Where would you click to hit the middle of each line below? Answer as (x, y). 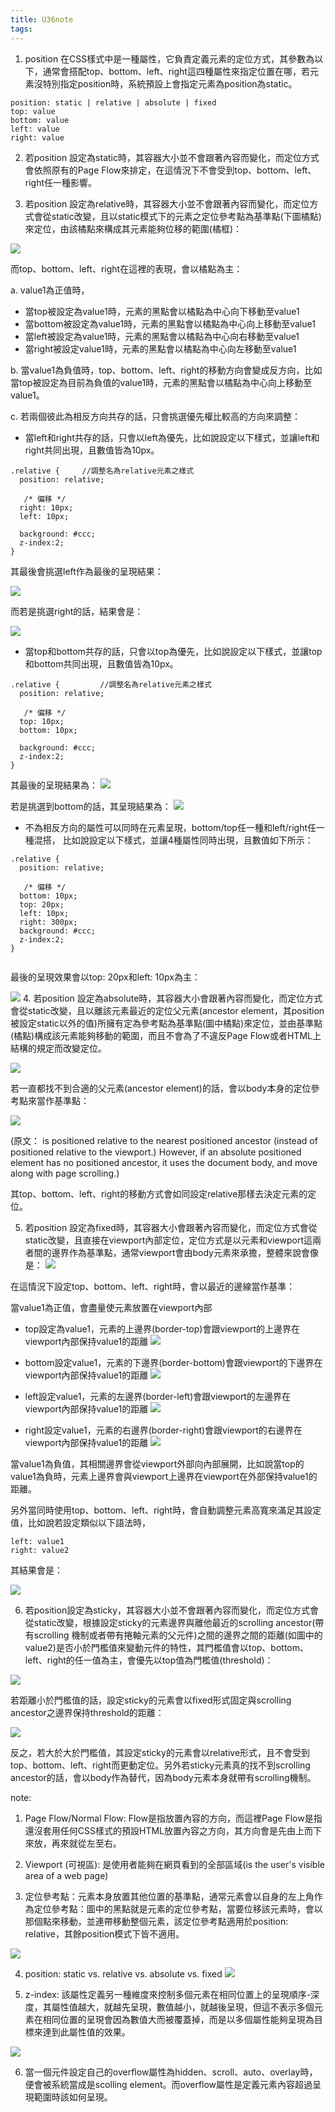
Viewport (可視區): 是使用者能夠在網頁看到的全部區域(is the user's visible (174, 1864)
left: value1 (37, 1541)
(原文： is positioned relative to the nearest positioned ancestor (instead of (164, 1140)
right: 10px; (46, 507)
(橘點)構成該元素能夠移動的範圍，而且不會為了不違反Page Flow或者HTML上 (166, 1035)
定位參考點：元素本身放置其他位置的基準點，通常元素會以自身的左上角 (169, 1896)
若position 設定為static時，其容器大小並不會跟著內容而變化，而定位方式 (172, 157)
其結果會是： (36, 1570)
